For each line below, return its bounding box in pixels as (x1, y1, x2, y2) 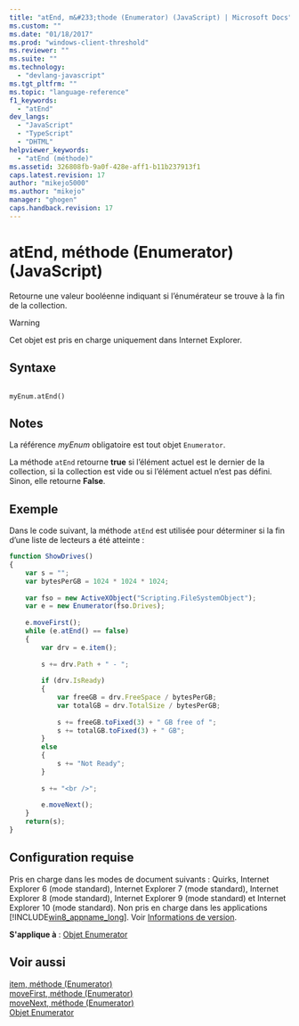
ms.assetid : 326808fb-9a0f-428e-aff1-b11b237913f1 (9, 162, 201, 171)
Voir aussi (9, 955, 66, 970)
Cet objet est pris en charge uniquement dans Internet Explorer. (9, 334, 243, 345)
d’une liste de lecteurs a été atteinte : (9, 535, 145, 546)
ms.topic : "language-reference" (9, 87, 129, 96)
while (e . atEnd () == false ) (25, 627, 129, 636)
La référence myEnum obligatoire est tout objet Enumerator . (9, 439, 226, 450)
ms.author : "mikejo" (9, 187, 86, 196)
